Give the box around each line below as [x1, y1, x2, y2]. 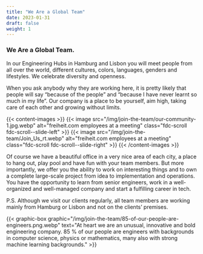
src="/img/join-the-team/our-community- [92, 115, 196, 122]
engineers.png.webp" [6, 221, 61, 229]
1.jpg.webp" [6, 122, 36, 129]
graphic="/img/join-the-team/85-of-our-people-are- [47, 215, 179, 222]
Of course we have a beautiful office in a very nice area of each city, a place [6, 153, 197, 160]
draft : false [6, 20, 39, 26]
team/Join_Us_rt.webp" [6, 135, 65, 142]
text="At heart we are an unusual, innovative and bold [61, 221, 196, 229]
